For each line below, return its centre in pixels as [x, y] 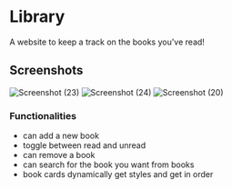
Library [37, 17]
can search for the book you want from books [108, 164]
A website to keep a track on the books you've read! [107, 42]
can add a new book [61, 136]
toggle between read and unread [84, 145]
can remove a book [59, 155]
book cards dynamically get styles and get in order [118, 174]
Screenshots [46, 70]
